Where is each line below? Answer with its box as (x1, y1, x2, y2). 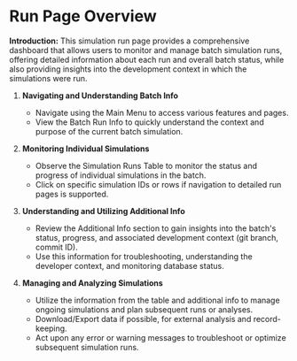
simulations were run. (9, 73, 88, 83)
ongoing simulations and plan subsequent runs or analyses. (35, 303, 254, 315)
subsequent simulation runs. (35, 342, 139, 352)
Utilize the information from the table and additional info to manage (35, 295, 281, 305)
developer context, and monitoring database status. (35, 260, 224, 271)
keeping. (35, 323, 68, 334)
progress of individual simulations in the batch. (35, 170, 207, 180)
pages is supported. (35, 188, 109, 199)
